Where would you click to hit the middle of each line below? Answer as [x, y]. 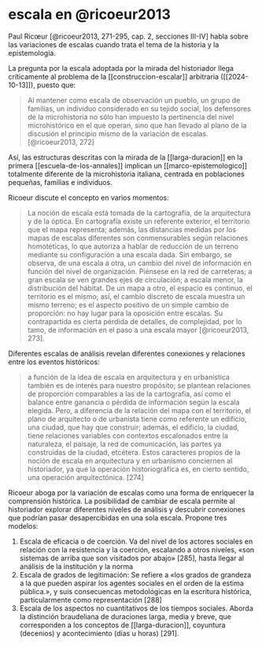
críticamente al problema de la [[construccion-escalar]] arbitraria [113, 76]
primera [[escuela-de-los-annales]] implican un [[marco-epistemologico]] [128, 165]
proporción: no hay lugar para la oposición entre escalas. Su [125, 313]
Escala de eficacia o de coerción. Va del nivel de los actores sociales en [136, 541]
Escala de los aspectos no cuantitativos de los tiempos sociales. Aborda [137, 608]
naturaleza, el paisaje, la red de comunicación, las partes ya [124, 444]
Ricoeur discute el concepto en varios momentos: [89, 197]
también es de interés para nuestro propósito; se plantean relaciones [139, 385]
